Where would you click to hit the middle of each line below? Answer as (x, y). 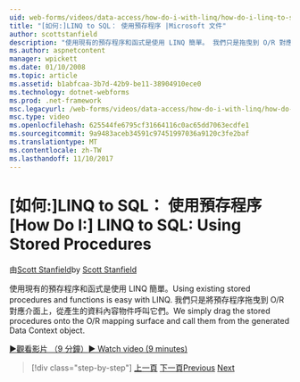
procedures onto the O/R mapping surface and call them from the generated (150, 321)
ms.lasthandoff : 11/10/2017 (62, 158)
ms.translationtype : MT (54, 142)
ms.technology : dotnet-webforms (69, 92)
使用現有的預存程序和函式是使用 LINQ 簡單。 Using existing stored (130, 289)
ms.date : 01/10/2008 (48, 68)
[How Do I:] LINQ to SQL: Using (125, 225)
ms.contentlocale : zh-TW (55, 150)
